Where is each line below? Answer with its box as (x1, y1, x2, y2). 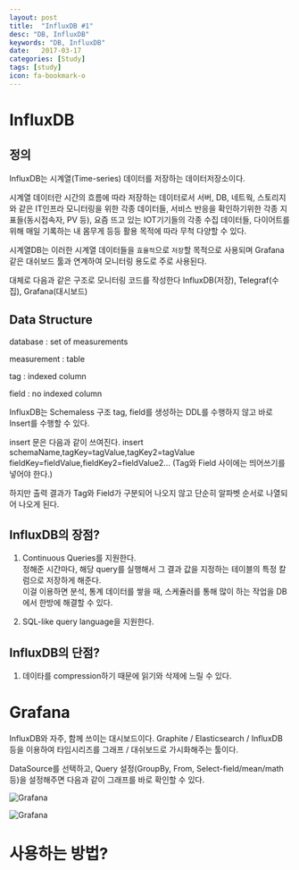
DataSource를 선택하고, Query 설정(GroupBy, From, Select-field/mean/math (9, 764, 284, 774)
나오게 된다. (18, 498, 60, 510)
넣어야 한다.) (9, 469, 54, 479)
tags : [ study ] (9, 63, 62, 72)
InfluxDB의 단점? (9, 645, 101, 660)
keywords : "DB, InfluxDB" (9, 38, 105, 47)
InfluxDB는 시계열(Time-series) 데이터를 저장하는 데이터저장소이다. (9, 173, 245, 183)
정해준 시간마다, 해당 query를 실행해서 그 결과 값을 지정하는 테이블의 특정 (21, 564, 278, 575)
